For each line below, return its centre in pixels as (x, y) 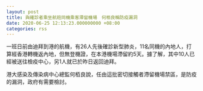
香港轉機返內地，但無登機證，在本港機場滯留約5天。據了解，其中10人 (103, 54)
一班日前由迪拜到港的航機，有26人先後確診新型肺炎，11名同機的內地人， (96, 46)
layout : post (23, 12)
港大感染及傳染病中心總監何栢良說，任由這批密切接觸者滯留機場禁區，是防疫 (101, 74)
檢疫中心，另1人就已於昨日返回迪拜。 (73, 61)
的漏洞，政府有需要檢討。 (38, 82)
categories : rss (27, 29)
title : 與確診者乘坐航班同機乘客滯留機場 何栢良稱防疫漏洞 (72, 17)
